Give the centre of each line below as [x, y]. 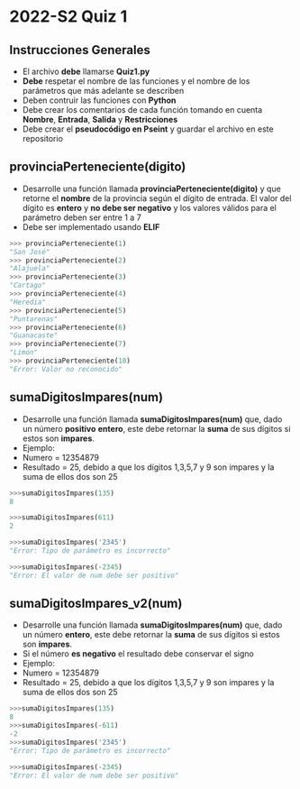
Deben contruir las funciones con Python [99, 100]
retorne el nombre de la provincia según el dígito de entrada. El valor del [157, 198]
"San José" [30, 252]
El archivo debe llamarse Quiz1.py [86, 71]
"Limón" [24, 353]
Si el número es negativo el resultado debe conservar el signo [138, 654]
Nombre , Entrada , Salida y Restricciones [100, 119]
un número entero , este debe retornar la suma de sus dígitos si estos [151, 635]
